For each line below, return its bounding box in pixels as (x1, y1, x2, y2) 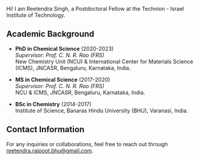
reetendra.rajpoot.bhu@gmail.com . (6, 147, 94, 154)
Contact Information (6, 124, 85, 135)
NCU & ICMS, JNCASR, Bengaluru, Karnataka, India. (15, 89, 146, 96)
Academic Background (6, 29, 95, 39)
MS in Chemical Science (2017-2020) (15, 75, 110, 83)
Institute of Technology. (6, 11, 66, 19)
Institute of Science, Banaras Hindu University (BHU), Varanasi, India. (15, 107, 188, 114)
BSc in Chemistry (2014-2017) (15, 100, 92, 107)
